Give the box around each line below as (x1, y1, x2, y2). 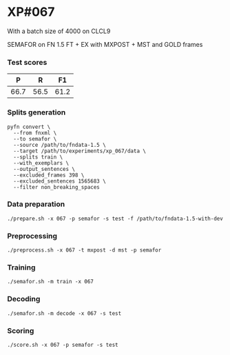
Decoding (7, 294, 41, 304)
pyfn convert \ (7, 123, 51, 130)
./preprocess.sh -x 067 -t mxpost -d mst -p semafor (7, 247, 162, 254)
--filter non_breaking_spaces (13, 183, 100, 190)
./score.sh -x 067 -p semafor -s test (7, 342, 118, 349)
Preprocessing (7, 231, 57, 241)
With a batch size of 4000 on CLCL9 (7, 27, 111, 35)
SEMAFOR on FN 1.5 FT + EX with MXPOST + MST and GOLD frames (7, 40, 203, 48)
